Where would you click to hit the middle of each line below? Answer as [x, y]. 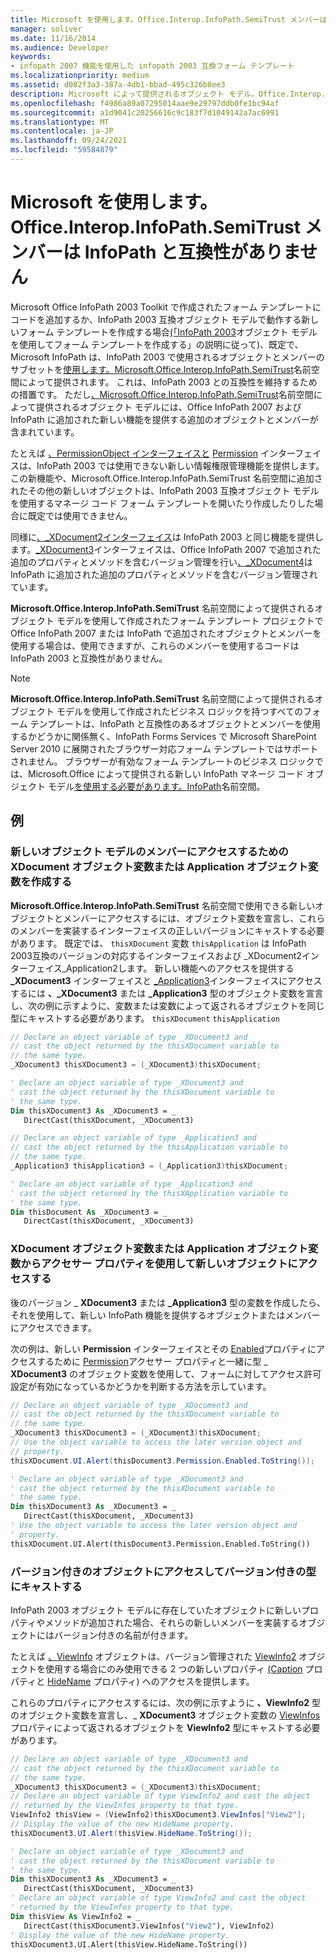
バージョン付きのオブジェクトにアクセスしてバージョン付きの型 [163, 1571]
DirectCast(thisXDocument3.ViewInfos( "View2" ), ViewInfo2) [149, 1926]
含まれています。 [45, 432]
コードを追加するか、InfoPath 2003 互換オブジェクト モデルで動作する [156, 319]
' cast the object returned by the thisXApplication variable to [149, 1193]
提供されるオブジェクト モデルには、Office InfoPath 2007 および [168, 407]
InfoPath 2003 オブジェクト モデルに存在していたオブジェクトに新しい [156, 1610]
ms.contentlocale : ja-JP [62, 131]
